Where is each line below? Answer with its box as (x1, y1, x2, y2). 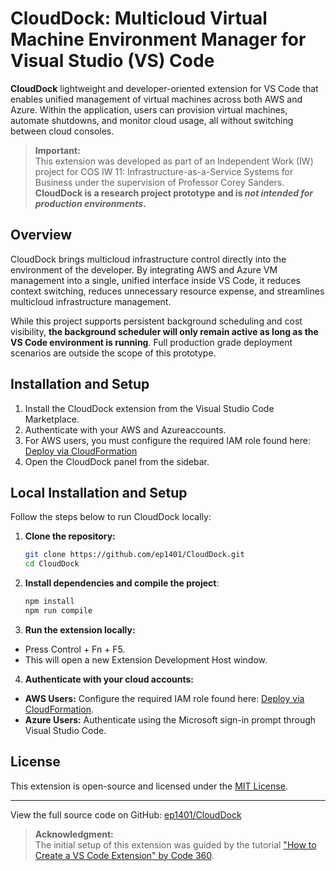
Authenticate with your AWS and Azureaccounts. (24, 423, 227, 436)
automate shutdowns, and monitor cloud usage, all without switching (10, 114, 294, 126)
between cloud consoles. (10, 125, 115, 137)
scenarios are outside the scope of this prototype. (10, 347, 217, 359)
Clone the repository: (24, 530, 116, 542)
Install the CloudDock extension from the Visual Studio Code (24, 402, 275, 414)
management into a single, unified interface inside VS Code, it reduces (10, 274, 302, 286)
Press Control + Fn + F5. (24, 643, 126, 655)
